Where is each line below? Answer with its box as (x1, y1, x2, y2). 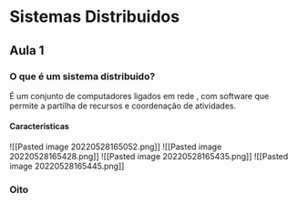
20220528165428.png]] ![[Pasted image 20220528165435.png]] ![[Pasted (9, 151, 289, 162)
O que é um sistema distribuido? (9, 70, 156, 83)
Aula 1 (9, 43, 45, 58)
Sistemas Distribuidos (9, 6, 180, 27)
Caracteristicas (9, 121, 70, 132)
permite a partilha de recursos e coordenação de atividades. (9, 100, 237, 111)
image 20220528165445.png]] (9, 161, 125, 172)
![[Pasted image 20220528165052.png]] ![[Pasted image (9, 141, 222, 152)
